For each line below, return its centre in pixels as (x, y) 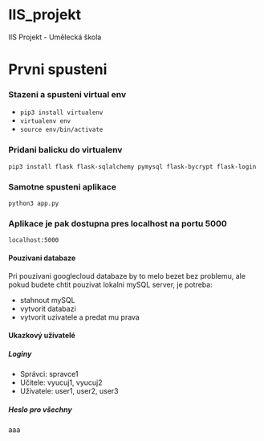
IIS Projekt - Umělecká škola (55, 37)
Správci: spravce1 (49, 374)
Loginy (20, 353)
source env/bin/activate (61, 130)
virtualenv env (45, 121)
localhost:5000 (34, 240)
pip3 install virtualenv (61, 113)
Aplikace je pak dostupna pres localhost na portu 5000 (118, 223)
